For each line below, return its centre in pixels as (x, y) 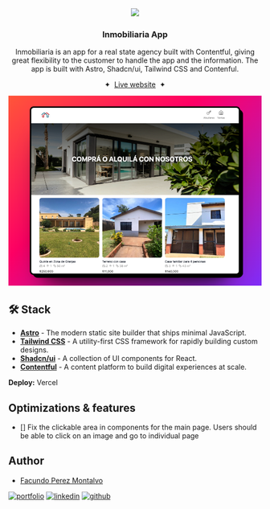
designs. (34, 350)
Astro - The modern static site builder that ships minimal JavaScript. (133, 333)
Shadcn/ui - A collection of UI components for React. (108, 359)
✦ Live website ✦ (135, 84)
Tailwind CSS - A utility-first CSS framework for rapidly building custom (139, 342)
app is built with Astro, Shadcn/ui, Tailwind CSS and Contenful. (135, 69)
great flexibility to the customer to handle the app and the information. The (135, 60)
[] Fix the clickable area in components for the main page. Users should (138, 427)
